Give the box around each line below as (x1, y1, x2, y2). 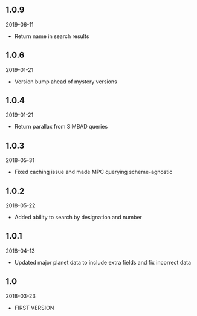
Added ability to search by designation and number (14, 214, 143, 221)
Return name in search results (14, 33, 89, 40)
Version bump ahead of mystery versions (14, 78, 117, 85)
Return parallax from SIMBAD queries (14, 123, 108, 131)
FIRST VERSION (14, 304, 54, 311)
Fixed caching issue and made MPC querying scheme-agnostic (14, 169, 173, 176)
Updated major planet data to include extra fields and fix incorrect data (14, 259, 192, 266)
